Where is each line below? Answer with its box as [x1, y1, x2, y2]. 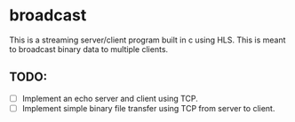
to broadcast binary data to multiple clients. [9, 43, 169, 54]
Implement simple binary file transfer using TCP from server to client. [21, 103, 275, 113]
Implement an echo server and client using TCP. [21, 93, 198, 103]
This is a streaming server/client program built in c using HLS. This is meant [9, 34, 286, 45]
